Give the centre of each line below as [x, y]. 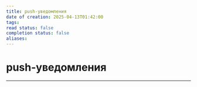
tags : [13, 22]
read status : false [30, 28]
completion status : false [38, 33]
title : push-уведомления [36, 11]
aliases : [17, 39]
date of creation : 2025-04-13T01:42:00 [55, 17]
